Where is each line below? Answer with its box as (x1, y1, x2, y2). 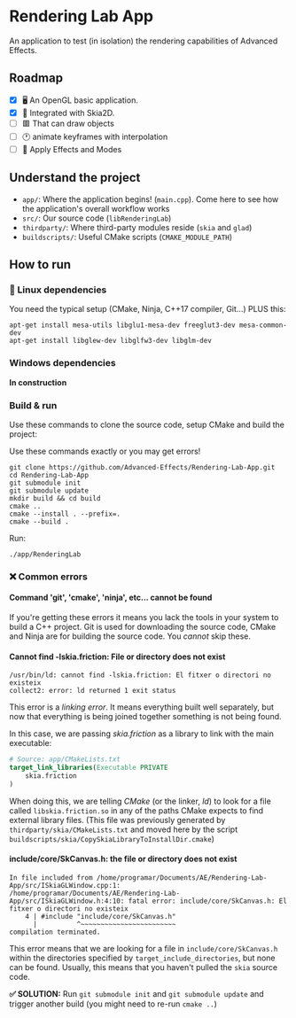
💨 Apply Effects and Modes (21, 144, 122, 154)
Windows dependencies (9, 357, 117, 369)
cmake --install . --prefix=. (9, 509, 121, 518)
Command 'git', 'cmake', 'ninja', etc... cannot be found (9, 592, 213, 603)
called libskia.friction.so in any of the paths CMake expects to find (9, 804, 264, 816)
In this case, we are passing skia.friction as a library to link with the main (9, 728, 275, 739)
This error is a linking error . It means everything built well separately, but (9, 702, 275, 712)
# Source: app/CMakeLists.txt (9, 755, 121, 764)
